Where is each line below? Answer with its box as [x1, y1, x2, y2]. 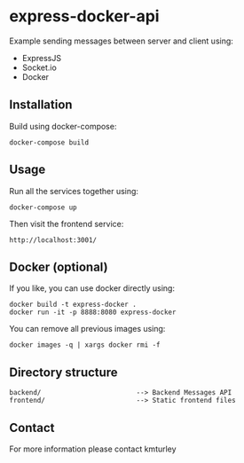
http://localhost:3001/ [9, 235, 98, 245]
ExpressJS [21, 52, 62, 63]
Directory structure [9, 365, 118, 380]
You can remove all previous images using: [9, 324, 166, 334]
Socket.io [21, 62, 58, 73]
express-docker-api [9, 6, 160, 27]
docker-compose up [9, 202, 77, 212]
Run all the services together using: [9, 185, 139, 196]
